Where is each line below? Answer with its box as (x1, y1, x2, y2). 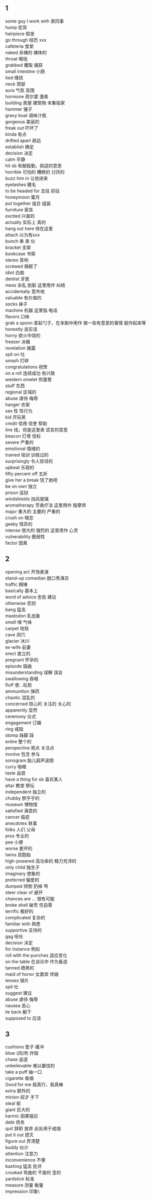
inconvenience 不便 (5, 1157, 46, 1163)
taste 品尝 (5, 769, 26, 776)
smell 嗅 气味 (5, 619, 32, 625)
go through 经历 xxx (5, 37, 47, 43)
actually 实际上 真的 (5, 219, 46, 225)
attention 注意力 (5, 1151, 38, 1157)
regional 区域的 (5, 389, 37, 395)
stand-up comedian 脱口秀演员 (5, 575, 69, 581)
